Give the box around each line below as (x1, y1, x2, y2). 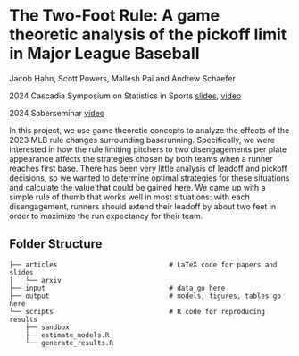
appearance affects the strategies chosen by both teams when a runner (9, 153, 273, 164)
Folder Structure (9, 236, 103, 251)
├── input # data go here (9, 284, 226, 292)
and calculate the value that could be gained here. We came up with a (9, 182, 266, 192)
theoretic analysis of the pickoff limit (9, 24, 287, 45)
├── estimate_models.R (25, 330, 110, 340)
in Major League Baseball (9, 44, 200, 64)
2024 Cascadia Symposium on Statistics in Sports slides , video (9, 90, 242, 101)
